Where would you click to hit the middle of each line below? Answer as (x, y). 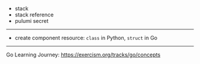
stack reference (34, 15)
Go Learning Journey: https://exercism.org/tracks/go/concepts (83, 55)
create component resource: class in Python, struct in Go (86, 38)
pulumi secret (32, 21)
